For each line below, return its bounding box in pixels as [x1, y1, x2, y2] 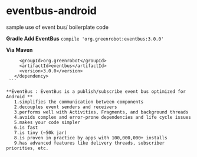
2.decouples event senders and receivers [14, 104, 117, 110]
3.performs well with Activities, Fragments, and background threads [14, 109, 189, 115]
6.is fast [14, 125, 38, 131]
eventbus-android [6, 4, 97, 18]
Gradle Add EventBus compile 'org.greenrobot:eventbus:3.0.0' [6, 35, 164, 42]
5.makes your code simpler [14, 119, 81, 125]
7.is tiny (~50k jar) [14, 129, 67, 136]
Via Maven [6, 46, 33, 54]
